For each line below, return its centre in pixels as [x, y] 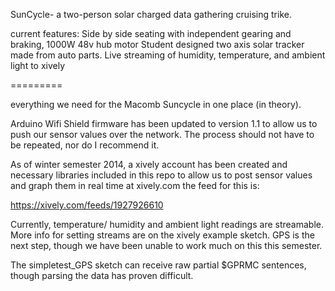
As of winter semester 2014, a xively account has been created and [149, 164]
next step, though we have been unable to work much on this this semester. [166, 245]
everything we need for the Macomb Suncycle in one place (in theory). [156, 104]
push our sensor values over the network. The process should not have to [162, 134]
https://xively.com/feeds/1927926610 [87, 205]
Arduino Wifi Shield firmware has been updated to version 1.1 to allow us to [164, 123]
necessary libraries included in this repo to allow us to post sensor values [161, 175]
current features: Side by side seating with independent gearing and [151, 33]
